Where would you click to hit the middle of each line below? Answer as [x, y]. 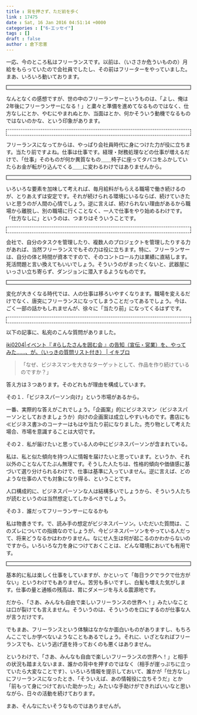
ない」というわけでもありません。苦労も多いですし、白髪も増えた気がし [93, 582]
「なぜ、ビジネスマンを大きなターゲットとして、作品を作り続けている [105, 364]
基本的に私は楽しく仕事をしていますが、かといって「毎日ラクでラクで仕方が [98, 575]
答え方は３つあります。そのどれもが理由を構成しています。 [77, 384]
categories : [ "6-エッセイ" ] [40, 28]
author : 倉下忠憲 [27, 45]
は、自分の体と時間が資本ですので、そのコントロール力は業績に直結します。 [98, 257]
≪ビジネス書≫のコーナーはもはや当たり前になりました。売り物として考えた [98, 424]
